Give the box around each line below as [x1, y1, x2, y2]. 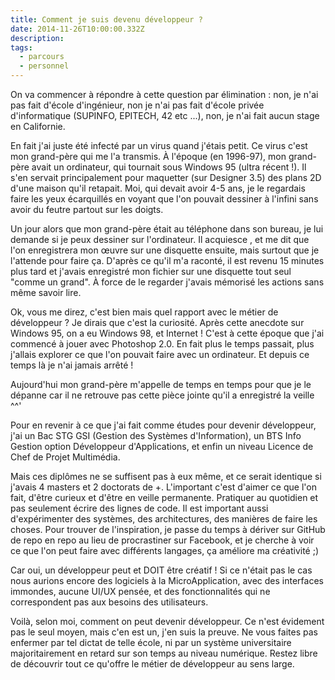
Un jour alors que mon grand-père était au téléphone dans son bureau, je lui [10, 223, 324, 235]
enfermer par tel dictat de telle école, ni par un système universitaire [10, 637, 292, 648]
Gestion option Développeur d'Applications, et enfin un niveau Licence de [10, 441, 314, 452]
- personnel [19, 61, 70, 71]
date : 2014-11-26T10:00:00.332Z [10, 24, 145, 34]
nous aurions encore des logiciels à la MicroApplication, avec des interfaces [10, 575, 324, 586]
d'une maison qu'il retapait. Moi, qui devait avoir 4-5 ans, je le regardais [10, 182, 306, 194]
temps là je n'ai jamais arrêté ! [10, 359, 134, 371]
